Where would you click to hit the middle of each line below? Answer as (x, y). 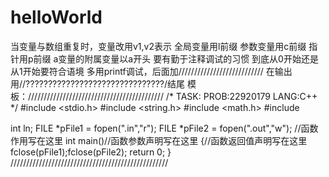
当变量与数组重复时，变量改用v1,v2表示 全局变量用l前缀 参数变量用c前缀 (158, 46)
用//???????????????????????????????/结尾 (98, 83)
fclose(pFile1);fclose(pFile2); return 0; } (91, 152)
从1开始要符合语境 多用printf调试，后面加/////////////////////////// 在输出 (151, 71)
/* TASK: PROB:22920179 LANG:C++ (241, 96)
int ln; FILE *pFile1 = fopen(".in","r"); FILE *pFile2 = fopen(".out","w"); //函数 (164, 128)
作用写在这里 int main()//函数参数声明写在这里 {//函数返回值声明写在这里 (159, 140)
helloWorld (56, 17)
